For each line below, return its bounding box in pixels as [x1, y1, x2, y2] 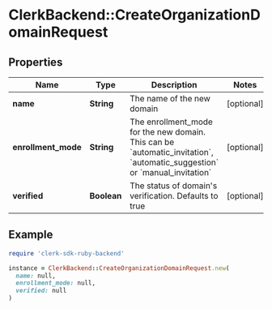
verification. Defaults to [129, 191, 219, 201]
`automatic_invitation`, [129, 147, 214, 157]
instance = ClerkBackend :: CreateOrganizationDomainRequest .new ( [8, 264, 230, 273]
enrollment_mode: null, [15, 279, 96, 287]
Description [151, 79, 198, 90]
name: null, [15, 272, 57, 280]
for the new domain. [129, 127, 206, 137]
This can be [129, 136, 175, 148]
